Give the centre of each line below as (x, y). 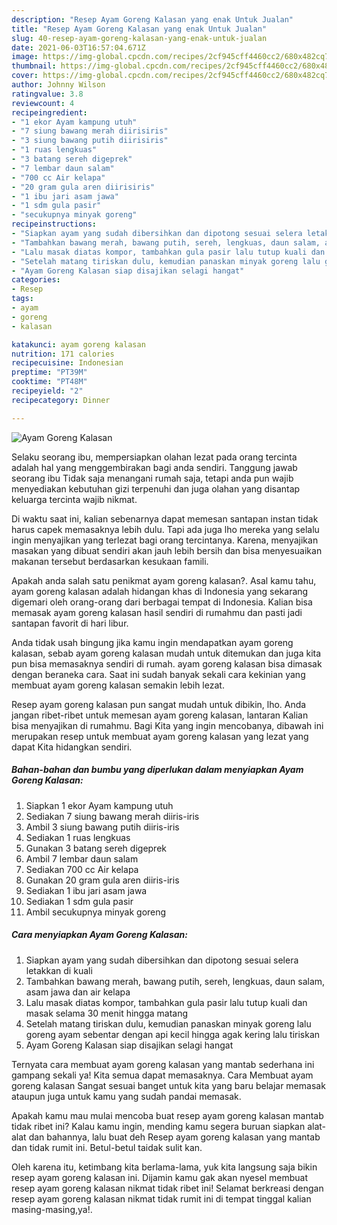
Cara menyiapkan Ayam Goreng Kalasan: (100, 935)
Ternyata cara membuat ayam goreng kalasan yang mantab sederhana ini (163, 1064)
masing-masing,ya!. (52, 1209)
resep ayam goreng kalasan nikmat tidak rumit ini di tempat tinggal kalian (161, 1198)
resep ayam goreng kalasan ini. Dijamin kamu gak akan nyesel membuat (160, 1177)
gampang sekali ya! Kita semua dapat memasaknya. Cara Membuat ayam (162, 1075)
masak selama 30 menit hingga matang (107, 1013)
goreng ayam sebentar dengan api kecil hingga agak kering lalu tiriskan (173, 1034)
